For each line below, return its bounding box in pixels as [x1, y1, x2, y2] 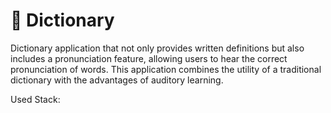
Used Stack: [10, 93, 61, 105]
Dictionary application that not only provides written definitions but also [10, 42, 305, 54]
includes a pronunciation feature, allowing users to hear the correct [10, 52, 288, 64]
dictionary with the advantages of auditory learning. [10, 74, 224, 86]
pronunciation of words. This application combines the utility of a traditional [10, 63, 322, 75]
